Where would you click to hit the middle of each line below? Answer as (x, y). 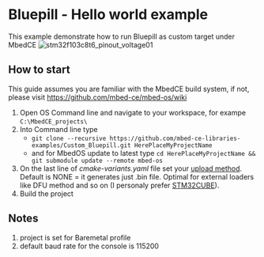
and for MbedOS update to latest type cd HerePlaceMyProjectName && (143, 153)
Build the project (46, 193)
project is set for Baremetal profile (75, 237)
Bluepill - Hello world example (108, 15)
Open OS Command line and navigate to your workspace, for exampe (133, 112)
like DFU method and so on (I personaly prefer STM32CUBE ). (119, 185)
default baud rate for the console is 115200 (89, 246)
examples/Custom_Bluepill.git (81, 145)
